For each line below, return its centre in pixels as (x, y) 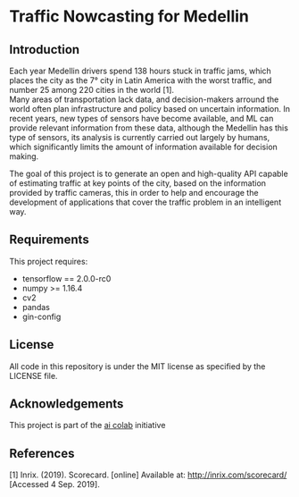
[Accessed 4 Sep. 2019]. (54, 484)
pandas (36, 307)
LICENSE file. (33, 375)
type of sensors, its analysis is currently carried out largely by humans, (140, 137)
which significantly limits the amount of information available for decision (144, 147)
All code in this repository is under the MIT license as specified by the (137, 366)
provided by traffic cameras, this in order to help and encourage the (134, 193)
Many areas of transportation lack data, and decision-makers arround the (144, 99)
